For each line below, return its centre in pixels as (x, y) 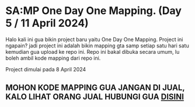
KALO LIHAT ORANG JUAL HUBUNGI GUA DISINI (95, 97)
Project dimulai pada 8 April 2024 (46, 69)
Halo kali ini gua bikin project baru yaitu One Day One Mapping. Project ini (94, 39)
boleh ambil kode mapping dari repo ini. (53, 58)
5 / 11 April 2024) (47, 23)
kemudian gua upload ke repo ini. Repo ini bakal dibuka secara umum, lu (93, 51)
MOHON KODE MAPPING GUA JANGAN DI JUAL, (95, 88)
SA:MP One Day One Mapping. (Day (94, 11)
